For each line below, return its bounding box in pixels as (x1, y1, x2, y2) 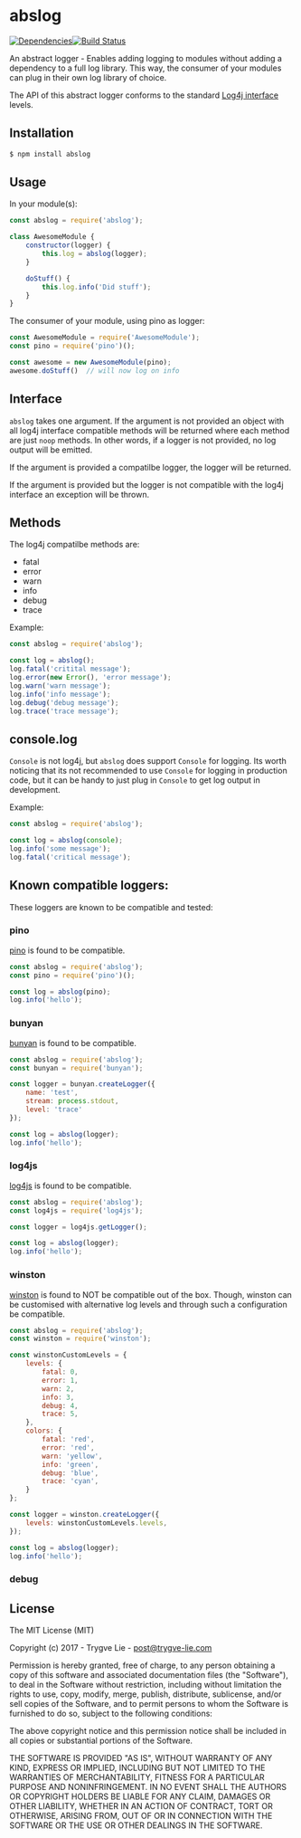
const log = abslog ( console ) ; (9, 836, 124, 845)
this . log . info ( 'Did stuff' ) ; (42, 282, 152, 291)
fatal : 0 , (42, 1367, 79, 1376)
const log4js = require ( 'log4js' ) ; (9, 1205, 144, 1215)
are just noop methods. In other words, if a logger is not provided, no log (9, 434, 277, 445)
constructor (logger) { (25, 241, 111, 250)
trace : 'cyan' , (42, 1477, 99, 1486)
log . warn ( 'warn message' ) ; (9, 681, 111, 690)
